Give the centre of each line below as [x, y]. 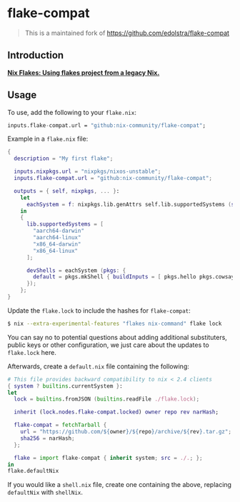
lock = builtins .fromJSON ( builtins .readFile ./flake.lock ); [107, 399]
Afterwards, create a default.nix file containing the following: [98, 366]
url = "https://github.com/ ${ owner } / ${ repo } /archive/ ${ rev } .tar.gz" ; [126, 432]
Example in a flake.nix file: [48, 139]
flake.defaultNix [33, 471]
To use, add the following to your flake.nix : [72, 112]
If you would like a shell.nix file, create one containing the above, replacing [120, 485]
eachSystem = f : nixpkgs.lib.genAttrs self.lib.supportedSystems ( [129, 204]
